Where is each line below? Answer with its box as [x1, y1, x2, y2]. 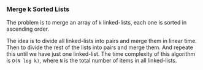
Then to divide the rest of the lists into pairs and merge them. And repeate [6, 44, 193, 51]
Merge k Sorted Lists [6, 5, 69, 14]
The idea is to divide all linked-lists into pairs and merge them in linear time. [6, 37, 197, 45]
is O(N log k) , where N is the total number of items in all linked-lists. [6, 57, 177, 64]
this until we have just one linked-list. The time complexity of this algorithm [6, 50, 196, 58]
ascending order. [6, 25, 50, 33]
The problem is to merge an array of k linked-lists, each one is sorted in [6, 19, 187, 26]
